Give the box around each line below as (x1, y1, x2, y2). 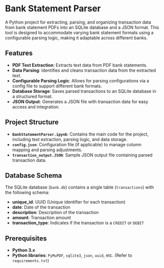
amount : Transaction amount (12, 214, 71, 221)
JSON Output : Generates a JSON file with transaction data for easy (12, 99, 148, 105)
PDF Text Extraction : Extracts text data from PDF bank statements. (12, 62, 148, 68)
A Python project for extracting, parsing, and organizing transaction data (5, 19, 152, 25)
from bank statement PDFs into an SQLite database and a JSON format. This (5, 24, 159, 30)
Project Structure (5, 118, 59, 127)
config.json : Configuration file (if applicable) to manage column (12, 141, 142, 147)
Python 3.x (12, 247, 35, 253)
